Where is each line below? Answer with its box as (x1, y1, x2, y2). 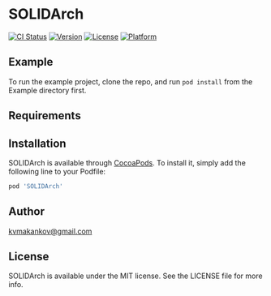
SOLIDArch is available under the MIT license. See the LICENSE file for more (8, 271, 263, 281)
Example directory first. (8, 85, 87, 95)
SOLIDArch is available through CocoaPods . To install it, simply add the (8, 157, 246, 167)
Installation (8, 136, 67, 150)
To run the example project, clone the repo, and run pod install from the (8, 76, 253, 86)
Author (8, 204, 45, 219)
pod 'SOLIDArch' (8, 182, 63, 191)
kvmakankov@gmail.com (8, 226, 92, 236)
